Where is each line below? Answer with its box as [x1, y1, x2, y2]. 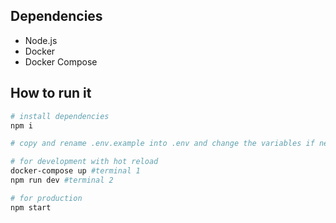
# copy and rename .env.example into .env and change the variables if [10, 139, 315, 149]
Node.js [24, 34, 58, 46]
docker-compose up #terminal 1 [10, 166, 141, 176]
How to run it [10, 85, 92, 102]
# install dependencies [10, 111, 110, 121]
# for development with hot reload [10, 157, 159, 167]
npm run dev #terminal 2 [10, 175, 114, 185]
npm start [10, 202, 52, 213]
